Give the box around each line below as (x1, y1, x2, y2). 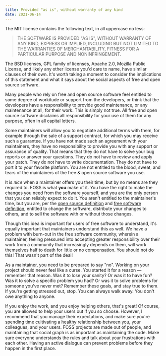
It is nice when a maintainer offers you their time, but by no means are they (5, 179, 158, 185)
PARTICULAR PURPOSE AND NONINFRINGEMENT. (17, 51, 121, 57)
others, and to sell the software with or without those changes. (5, 211, 133, 216)
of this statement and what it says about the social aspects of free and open (5, 76, 161, 82)
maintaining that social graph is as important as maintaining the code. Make (5, 329, 160, 335)
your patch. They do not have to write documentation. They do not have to (5, 159, 157, 165)
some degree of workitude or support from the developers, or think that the (5, 96, 159, 102)
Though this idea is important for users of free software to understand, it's (5, 220, 157, 226)
